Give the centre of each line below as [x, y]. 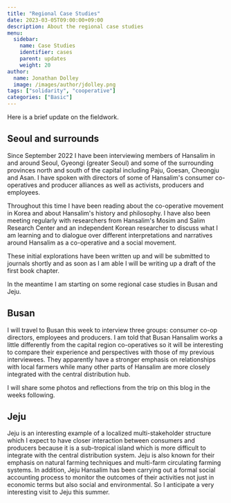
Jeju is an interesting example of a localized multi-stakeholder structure [109, 433]
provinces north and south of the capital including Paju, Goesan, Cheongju [113, 170]
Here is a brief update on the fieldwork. [63, 117]
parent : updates [43, 59]
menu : [15, 33]
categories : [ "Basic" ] [40, 98]
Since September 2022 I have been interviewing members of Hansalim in [111, 155]
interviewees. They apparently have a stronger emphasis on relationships [112, 359]
